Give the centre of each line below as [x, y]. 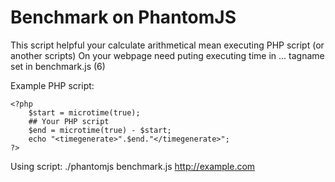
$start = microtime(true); [84, 112]
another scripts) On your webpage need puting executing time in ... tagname [167, 55]
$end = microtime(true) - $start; [100, 130]
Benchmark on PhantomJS [123, 17]
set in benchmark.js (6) [58, 66]
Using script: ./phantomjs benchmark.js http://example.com [133, 166]
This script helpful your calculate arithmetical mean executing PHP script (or [167, 45]
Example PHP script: [52, 85]
